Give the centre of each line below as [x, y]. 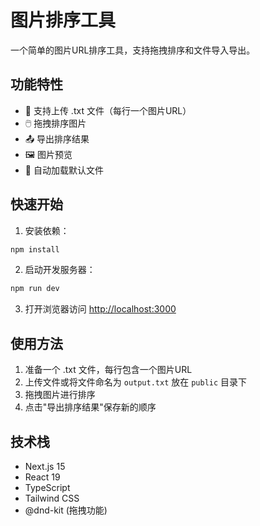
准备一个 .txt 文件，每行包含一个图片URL [108, 370]
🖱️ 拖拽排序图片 [55, 123]
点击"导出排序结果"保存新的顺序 [90, 407]
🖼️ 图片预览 [48, 154]
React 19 [42, 477]
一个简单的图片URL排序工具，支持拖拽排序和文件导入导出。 [133, 50]
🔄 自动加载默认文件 [64, 170]
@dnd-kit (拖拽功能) [66, 510]
